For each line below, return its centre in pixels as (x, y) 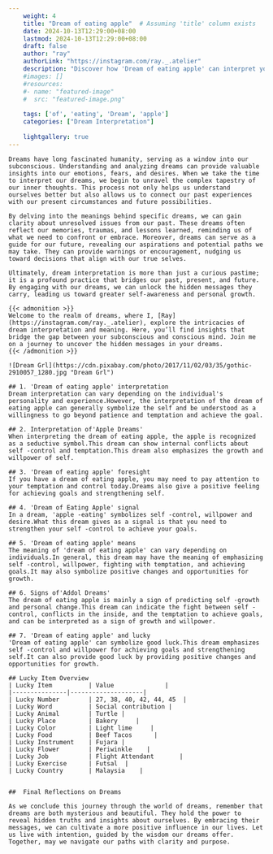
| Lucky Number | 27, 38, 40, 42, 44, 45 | (97, 700)
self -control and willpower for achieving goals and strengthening (127, 650)
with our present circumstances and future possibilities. (110, 202)
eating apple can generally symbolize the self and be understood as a (132, 408)
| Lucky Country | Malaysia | (76, 770)
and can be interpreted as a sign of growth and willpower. (113, 621)
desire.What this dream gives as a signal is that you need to (118, 522)
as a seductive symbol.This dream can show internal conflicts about (129, 444)
